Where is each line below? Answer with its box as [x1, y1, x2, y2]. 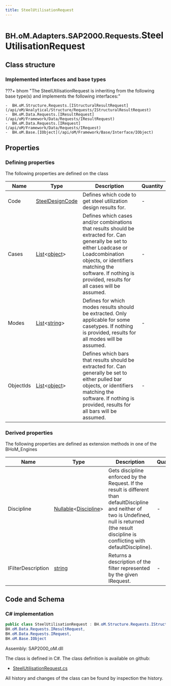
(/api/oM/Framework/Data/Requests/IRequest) [5, 125, 101, 130]
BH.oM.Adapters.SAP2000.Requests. [5, 31, 141, 41]
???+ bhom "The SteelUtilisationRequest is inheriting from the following [5, 87, 155, 93]
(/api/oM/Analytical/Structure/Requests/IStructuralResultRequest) [5, 107, 152, 112]
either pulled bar [82, 376, 122, 383]
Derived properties [5, 430, 53, 437]
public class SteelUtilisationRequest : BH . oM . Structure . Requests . [5, 622, 152, 627]
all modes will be [82, 336, 123, 343]
